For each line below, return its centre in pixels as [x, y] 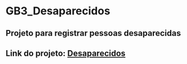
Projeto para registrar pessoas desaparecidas [93, 33]
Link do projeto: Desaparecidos [66, 53]
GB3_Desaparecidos [58, 11]
